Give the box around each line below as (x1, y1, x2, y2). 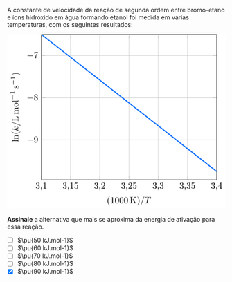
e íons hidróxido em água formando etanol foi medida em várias (7, 13, 189, 21)
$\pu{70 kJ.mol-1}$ (17, 252, 73, 260)
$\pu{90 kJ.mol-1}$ (17, 267, 74, 276)
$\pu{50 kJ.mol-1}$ (17, 236, 74, 245)
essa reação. (7, 223, 44, 231)
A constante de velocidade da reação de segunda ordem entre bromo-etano (7, 6, 225, 14)
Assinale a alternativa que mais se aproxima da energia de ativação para (7, 216, 215, 224)
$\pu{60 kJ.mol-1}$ (17, 244, 74, 252)
